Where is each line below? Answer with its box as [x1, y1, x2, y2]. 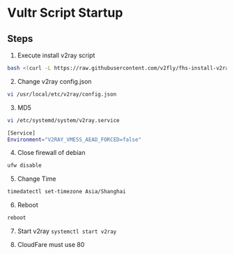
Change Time [17, 174, 56, 183]
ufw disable [7, 162, 42, 169]
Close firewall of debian [17, 149, 86, 157]
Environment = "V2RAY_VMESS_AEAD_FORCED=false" [7, 136, 141, 143]
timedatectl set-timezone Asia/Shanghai [7, 188, 127, 195]
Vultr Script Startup [7, 5, 123, 21]
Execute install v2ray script [17, 51, 95, 59]
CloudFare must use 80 [17, 241, 85, 248]
